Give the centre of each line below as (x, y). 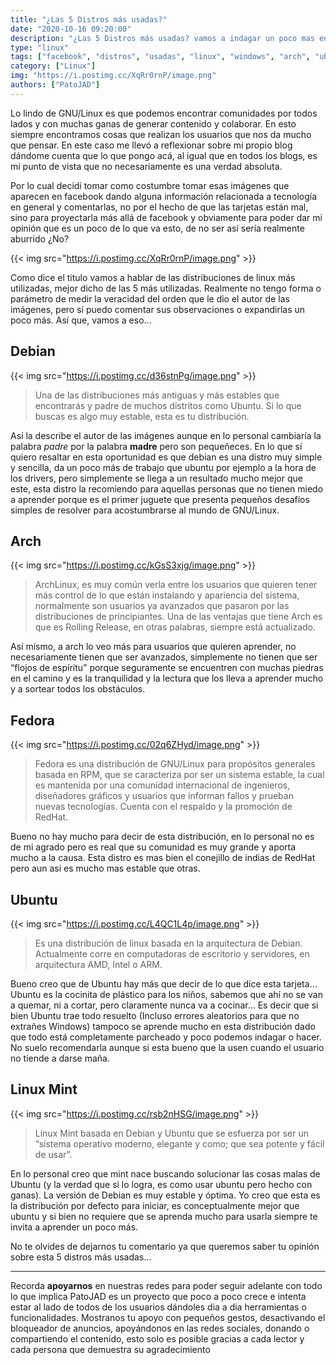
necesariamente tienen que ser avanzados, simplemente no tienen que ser (164, 657)
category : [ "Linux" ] (53, 66)
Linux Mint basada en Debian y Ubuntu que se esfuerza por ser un (171, 1133)
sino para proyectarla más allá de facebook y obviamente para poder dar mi (166, 217)
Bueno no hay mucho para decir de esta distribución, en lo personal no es (162, 837)
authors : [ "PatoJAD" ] (55, 85)
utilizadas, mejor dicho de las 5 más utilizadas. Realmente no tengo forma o (166, 288)
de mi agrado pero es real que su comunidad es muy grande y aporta (153, 847)
